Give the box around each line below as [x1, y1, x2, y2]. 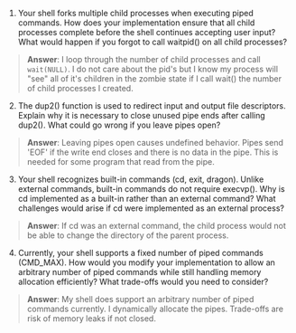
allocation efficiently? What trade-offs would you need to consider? [17, 276, 269, 287]
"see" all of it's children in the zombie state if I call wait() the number [26, 73, 282, 84]
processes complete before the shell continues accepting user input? [17, 27, 276, 37]
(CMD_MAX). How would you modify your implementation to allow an [17, 257, 275, 268]
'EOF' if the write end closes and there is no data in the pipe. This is [26, 147, 279, 157]
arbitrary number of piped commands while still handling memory [17, 267, 262, 277]
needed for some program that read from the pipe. [26, 157, 215, 166]
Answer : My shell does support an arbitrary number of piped [26, 294, 254, 304]
